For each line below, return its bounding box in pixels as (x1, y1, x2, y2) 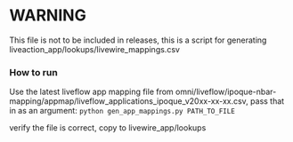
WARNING (9, 5, 86, 26)
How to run (9, 66, 58, 78)
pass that (250, 96, 285, 106)
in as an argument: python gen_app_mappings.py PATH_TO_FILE (9, 106, 236, 116)
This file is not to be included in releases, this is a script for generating (9, 35, 267, 45)
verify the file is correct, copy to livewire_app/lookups (9, 122, 207, 133)
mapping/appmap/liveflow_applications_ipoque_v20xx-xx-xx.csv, (9, 96, 249, 106)
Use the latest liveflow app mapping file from (9, 86, 174, 98)
